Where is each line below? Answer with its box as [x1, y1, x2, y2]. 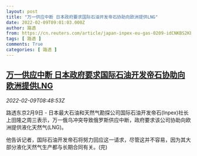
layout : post [6, 8, 38, 15]
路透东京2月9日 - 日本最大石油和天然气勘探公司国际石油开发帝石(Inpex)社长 [6, 109, 189, 116]
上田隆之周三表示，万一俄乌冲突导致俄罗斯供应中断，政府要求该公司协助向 [6, 116, 186, 123]
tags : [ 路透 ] [6, 36, 42, 42]
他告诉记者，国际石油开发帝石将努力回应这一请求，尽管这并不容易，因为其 [6, 136, 186, 143]
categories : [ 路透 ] [6, 47, 57, 53]
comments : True [6, 42, 43, 48]
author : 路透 [6, 25, 36, 31]
